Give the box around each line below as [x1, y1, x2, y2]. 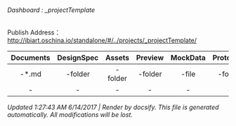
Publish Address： [7, 28, 61, 37]
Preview [136, 53, 164, 63]
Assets [105, 53, 130, 63]
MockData [171, 53, 206, 63]
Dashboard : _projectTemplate [7, 6, 96, 14]
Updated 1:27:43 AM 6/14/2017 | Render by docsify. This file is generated [7, 103, 219, 112]
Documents [11, 53, 51, 63]
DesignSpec [57, 53, 99, 63]
